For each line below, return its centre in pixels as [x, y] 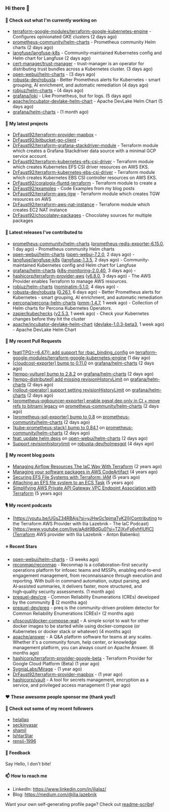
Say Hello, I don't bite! [28, 764]
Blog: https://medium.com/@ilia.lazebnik [54, 794]
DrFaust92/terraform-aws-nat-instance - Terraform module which [81, 205]
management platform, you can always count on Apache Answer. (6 [83, 648]
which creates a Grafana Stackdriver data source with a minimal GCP [84, 151]
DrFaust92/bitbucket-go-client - [46, 140]
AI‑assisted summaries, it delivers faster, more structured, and [77, 587]
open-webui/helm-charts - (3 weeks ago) [56, 559]
